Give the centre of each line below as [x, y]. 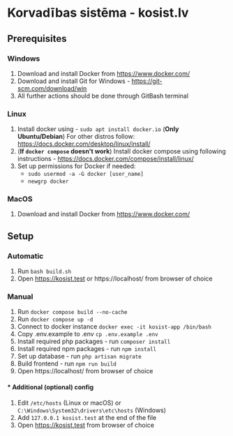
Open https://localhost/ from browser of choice [85, 371]
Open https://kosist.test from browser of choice [86, 425]
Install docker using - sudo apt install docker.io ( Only [98, 129]
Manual [20, 296]
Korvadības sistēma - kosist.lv [98, 13]
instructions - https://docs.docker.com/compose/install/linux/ [105, 159]
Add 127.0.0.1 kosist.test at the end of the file [87, 417]
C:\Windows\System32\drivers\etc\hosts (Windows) [91, 410]
